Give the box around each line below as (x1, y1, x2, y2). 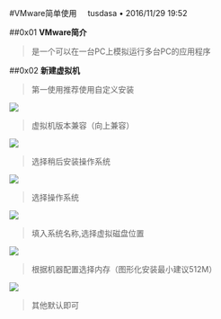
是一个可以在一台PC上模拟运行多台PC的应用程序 (31, 46, 211, 57)
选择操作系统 (31, 192, 79, 202)
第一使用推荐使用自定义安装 (31, 84, 135, 94)
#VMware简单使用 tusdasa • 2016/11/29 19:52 (9, 8, 188, 18)
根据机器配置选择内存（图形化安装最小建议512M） (31, 264, 217, 274)
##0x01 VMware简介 (9, 27, 87, 38)
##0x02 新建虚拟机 (9, 66, 81, 75)
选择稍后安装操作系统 (31, 156, 110, 166)
